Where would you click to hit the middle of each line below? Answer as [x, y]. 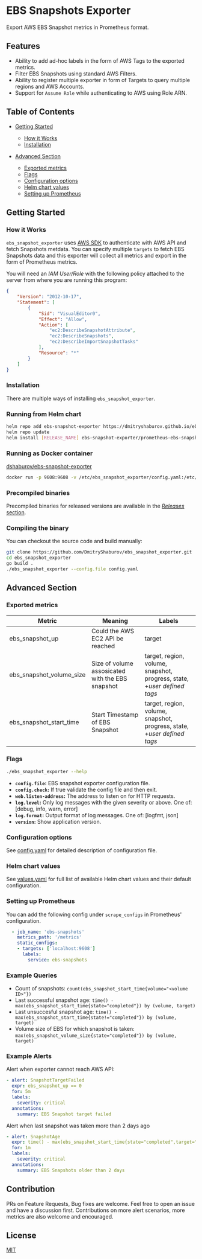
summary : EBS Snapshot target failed [64, 1114]
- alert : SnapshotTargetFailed [45, 1080]
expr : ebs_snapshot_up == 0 [47, 1086]
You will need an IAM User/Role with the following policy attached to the [95, 274]
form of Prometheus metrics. [42, 262]
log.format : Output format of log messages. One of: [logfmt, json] [96, 815]
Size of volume [112, 663]
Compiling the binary [38, 528]
